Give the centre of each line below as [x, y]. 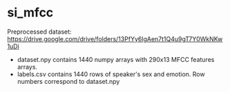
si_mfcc [30, 13]
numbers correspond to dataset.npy [68, 81]
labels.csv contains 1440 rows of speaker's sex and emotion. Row [111, 74]
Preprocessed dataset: [39, 32]
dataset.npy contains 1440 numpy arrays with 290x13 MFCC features [116, 59]
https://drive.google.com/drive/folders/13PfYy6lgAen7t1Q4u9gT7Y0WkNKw [115, 38]
